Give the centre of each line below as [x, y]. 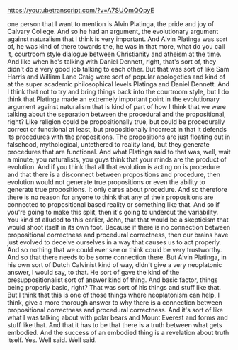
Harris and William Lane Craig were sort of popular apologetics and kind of [117, 77]
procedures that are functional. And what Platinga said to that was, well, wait [119, 152]
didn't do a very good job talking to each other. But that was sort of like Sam [118, 69]
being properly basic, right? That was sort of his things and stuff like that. [114, 287]
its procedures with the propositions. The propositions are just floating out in [119, 137]
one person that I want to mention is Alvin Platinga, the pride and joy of [111, 24]
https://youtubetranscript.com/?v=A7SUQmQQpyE [81, 10]
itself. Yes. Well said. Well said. [52, 340]
